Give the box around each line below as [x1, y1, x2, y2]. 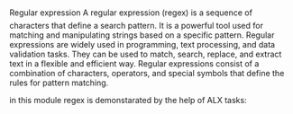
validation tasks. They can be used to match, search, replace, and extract [9, 48, 282, 59]
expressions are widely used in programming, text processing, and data [9, 39, 276, 49]
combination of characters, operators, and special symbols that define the [9, 68, 285, 78]
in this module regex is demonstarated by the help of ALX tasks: [9, 95, 247, 105]
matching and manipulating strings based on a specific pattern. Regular [9, 30, 275, 40]
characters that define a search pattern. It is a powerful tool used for [9, 21, 264, 31]
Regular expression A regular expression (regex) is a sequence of [9, 7, 252, 18]
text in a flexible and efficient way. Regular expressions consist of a [9, 58, 260, 69]
